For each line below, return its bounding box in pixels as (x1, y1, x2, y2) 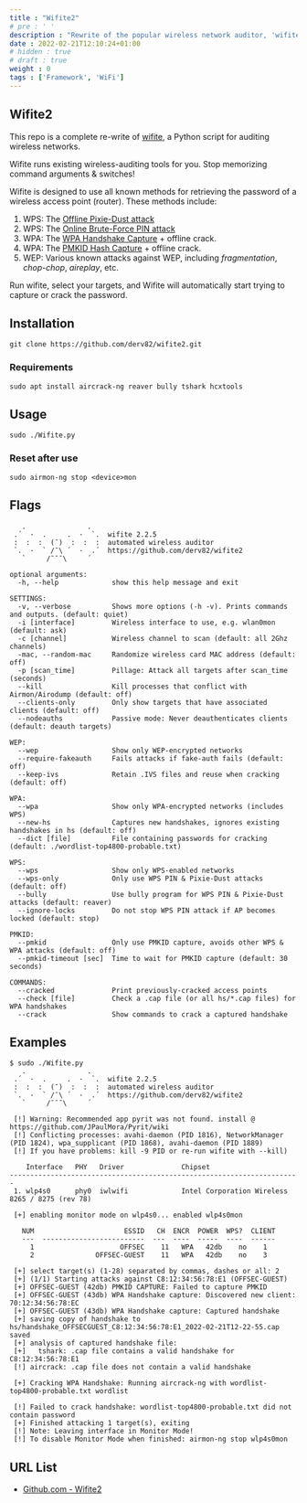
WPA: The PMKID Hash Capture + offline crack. (22, 242, 202, 253)
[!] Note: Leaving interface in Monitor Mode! (13, 1427, 195, 1436)
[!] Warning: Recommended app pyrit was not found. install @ (13, 1114, 256, 1125)
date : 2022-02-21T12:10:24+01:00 (9, 38, 142, 48)
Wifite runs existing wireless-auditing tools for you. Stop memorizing (9, 158, 268, 169)
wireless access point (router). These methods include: (9, 196, 217, 207)
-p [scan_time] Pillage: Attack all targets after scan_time (17, 666, 288, 675)
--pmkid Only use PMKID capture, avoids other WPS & (17, 938, 284, 947)
